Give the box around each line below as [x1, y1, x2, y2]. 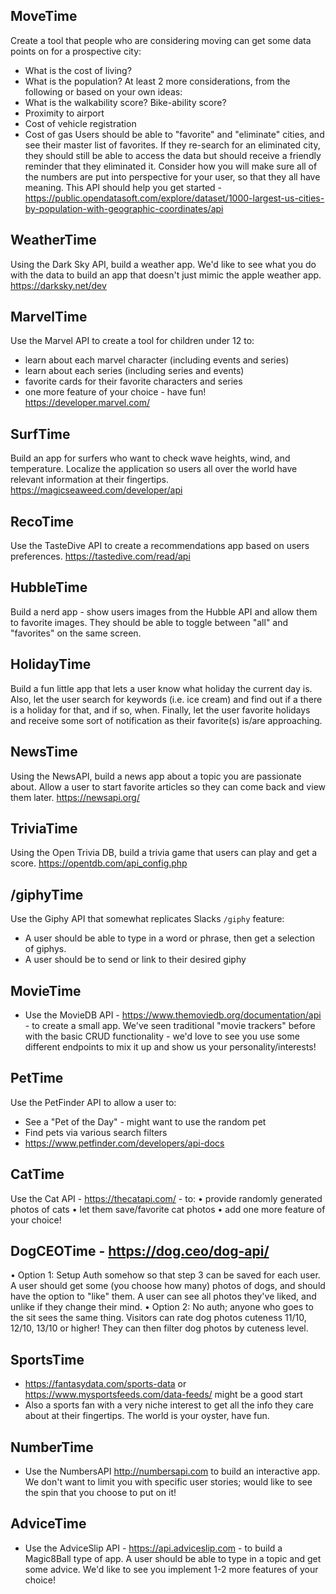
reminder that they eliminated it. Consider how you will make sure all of [24, 160, 318, 172]
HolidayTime [10, 656, 92, 673]
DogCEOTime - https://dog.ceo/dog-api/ [10, 1242, 270, 1259]
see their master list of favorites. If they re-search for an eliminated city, [24, 139, 321, 151]
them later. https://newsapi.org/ [10, 791, 140, 803]
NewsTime [10, 744, 78, 761]
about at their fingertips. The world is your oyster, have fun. [24, 1410, 270, 1422]
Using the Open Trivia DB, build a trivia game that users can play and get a [10, 847, 318, 859]
